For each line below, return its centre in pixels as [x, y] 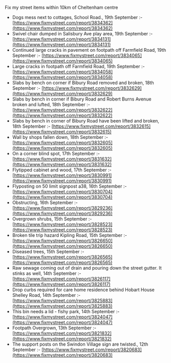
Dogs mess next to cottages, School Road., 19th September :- [77, 17]
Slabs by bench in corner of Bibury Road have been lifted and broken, [86, 121]
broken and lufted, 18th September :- [51, 104]
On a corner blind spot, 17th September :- [56, 154]
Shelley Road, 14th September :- [46, 295]
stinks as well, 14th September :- [47, 273]
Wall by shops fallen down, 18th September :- [60, 137]
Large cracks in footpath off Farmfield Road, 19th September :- [78, 66]
